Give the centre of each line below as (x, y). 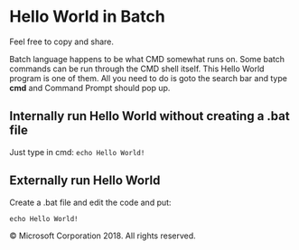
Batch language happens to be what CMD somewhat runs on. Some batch (147, 59)
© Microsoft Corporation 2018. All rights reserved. (103, 236)
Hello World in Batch (87, 17)
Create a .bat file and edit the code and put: (90, 202)
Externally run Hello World (85, 181)
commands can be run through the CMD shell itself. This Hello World (137, 69)
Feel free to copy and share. (62, 42)
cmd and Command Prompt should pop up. (90, 88)
